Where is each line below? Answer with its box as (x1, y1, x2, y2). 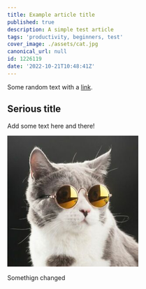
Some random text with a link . (7, 82, 93, 91)
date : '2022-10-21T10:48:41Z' (7, 63, 96, 70)
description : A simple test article (7, 26, 114, 33)
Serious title (7, 103, 61, 115)
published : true (7, 18, 54, 26)
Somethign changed (7, 273, 66, 282)
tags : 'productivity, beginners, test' (7, 34, 124, 40)
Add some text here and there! (7, 121, 96, 130)
